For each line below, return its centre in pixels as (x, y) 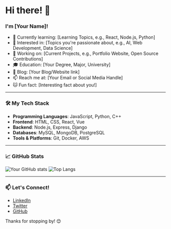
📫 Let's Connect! (27, 188)
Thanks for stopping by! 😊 (33, 221)
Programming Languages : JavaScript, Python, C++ (67, 116)
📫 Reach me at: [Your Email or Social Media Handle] (68, 78)
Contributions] (28, 59)
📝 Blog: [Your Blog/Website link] (46, 72)
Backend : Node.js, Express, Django (50, 127)
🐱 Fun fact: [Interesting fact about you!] (55, 85)
